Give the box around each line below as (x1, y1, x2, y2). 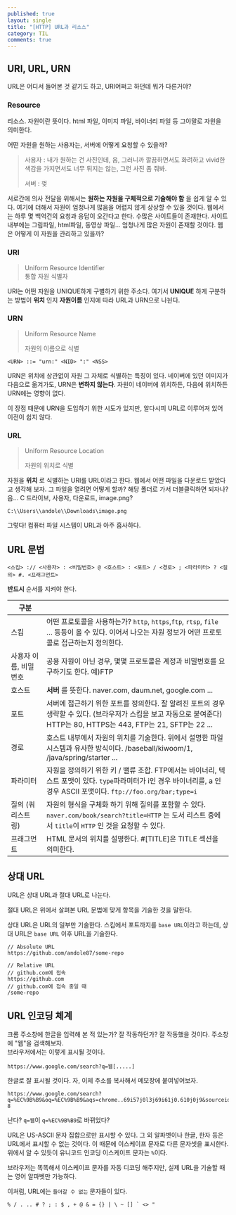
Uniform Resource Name (24, 329, 96, 338)
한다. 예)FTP (74, 666, 114, 676)
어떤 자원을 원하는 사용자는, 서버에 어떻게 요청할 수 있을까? (7, 141, 168, 149)
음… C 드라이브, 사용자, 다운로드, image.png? (7, 494, 133, 502)
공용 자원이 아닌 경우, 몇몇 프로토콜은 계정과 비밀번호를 (46, 656, 217, 666)
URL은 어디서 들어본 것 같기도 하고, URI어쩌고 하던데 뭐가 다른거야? (7, 82, 192, 90)
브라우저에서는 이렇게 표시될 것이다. (7, 1048, 105, 1056)
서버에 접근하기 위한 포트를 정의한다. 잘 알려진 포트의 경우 (46, 698, 225, 708)
